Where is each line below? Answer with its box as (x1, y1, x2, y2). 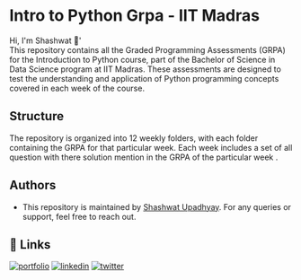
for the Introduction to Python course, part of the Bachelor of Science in (9, 54, 276, 65)
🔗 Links (9, 237, 51, 252)
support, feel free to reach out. (22, 211, 137, 222)
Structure (9, 109, 65, 124)
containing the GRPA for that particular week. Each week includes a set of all (9, 142, 293, 153)
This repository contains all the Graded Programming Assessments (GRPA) (9, 44, 286, 55)
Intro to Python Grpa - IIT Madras (9, 5, 261, 26)
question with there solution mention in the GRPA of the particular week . (9, 152, 279, 162)
